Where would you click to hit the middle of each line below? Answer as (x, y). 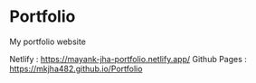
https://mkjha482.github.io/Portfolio (76, 69)
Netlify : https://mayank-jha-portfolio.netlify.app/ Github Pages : (128, 59)
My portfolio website (47, 41)
